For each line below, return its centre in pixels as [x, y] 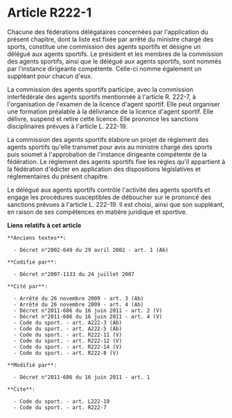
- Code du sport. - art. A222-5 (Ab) [68, 329]
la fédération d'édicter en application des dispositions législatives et [104, 169]
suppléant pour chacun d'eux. [50, 76]
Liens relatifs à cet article [44, 225]
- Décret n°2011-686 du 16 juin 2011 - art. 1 [82, 377]
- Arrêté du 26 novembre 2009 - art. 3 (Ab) [79, 298]
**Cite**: [21, 389]
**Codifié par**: [32, 262]
